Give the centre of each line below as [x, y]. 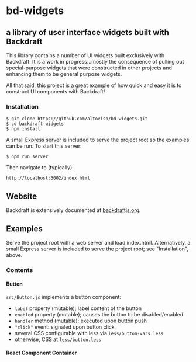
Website [21, 196]
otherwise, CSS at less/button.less [58, 339]
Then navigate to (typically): [40, 168]
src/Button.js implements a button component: [64, 297]
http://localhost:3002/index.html [48, 178]
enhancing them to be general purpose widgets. [64, 74]
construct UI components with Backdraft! [56, 91]
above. [14, 255]
